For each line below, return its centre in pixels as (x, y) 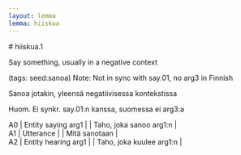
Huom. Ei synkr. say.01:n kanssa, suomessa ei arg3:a (97, 109)
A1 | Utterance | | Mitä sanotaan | (63, 133)
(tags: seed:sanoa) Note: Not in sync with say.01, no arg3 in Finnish (121, 77)
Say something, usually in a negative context (83, 62)
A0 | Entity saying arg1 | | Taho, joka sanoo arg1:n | (93, 124)
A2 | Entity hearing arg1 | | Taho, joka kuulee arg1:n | (95, 141)
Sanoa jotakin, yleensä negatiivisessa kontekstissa (93, 93)
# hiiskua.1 (26, 46)
